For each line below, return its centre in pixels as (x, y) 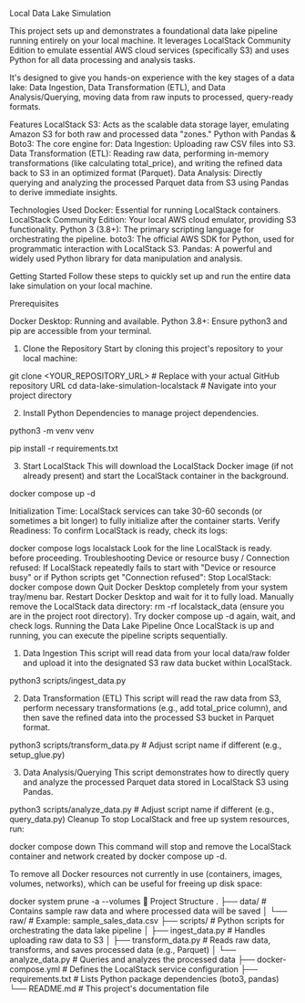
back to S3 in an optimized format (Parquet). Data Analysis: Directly (136, 173)
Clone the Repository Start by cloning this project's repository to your (153, 349)
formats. (25, 107)
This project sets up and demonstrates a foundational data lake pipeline (143, 31)
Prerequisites (34, 303)
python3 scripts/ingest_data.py (68, 680)
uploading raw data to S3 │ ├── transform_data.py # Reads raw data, (140, 940)
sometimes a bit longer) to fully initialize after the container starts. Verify (145, 521)
